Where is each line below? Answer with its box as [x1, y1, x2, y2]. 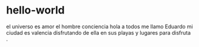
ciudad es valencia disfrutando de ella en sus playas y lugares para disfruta [6, 29, 191, 36]
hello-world [6, 4, 65, 17]
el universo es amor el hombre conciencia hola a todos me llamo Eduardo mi [6, 23, 193, 30]
